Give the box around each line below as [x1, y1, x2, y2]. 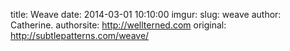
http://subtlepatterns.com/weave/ [10, 30, 150, 41]
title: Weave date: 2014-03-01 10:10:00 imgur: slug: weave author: [10, 9, 282, 20]
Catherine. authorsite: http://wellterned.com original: [10, 19, 227, 31]
